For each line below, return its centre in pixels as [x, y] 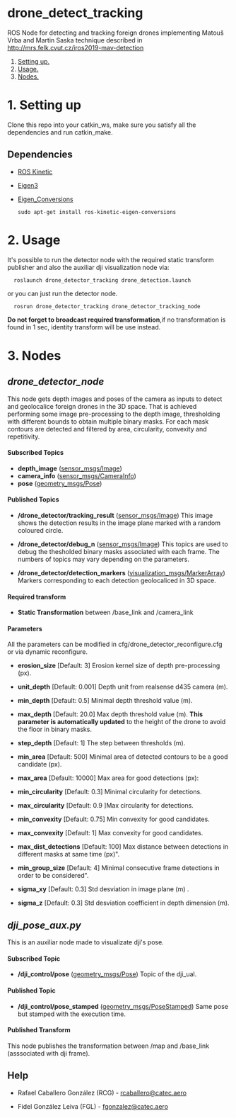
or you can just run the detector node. [63, 293]
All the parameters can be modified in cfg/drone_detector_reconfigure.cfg [115, 644]
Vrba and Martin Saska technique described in [75, 40]
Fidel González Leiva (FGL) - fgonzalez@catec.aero [93, 1106]
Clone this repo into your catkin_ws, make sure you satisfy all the [102, 125]
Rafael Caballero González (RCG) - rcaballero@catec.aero [102, 1092]
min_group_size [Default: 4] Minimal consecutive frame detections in [119, 868]
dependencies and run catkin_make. [60, 132]
